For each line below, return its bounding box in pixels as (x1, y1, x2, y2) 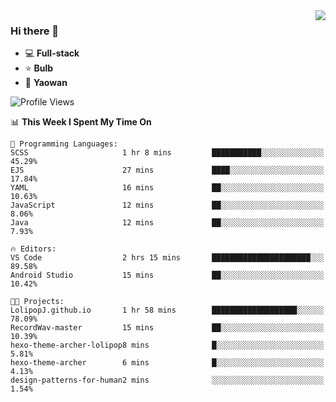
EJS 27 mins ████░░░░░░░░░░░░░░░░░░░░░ (10, 165, 325, 176)
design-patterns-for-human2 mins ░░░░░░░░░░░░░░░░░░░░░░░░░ (10, 375, 325, 386)
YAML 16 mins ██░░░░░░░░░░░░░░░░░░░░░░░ (10, 183, 325, 193)
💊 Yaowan (24, 77, 68, 89)
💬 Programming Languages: (10, 139, 118, 149)
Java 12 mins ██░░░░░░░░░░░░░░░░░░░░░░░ (10, 218, 325, 228)
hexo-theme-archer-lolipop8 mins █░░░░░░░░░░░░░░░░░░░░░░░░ (10, 340, 325, 351)
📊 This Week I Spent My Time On (10, 116, 152, 128)
